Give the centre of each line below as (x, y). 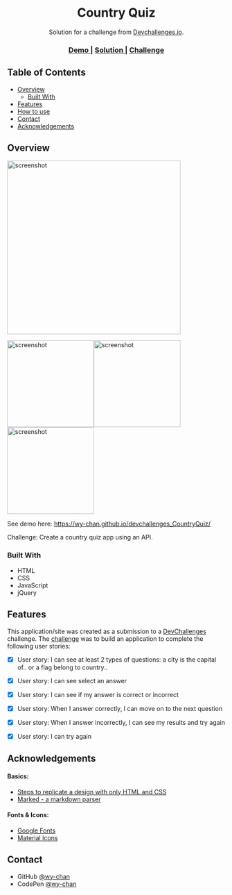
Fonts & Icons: (28, 815)
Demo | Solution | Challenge (116, 50)
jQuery (27, 592)
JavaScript (33, 585)
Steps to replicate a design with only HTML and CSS (92, 792)
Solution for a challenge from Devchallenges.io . (116, 32)
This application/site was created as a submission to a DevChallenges (107, 631)
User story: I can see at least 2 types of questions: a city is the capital (117, 659)
